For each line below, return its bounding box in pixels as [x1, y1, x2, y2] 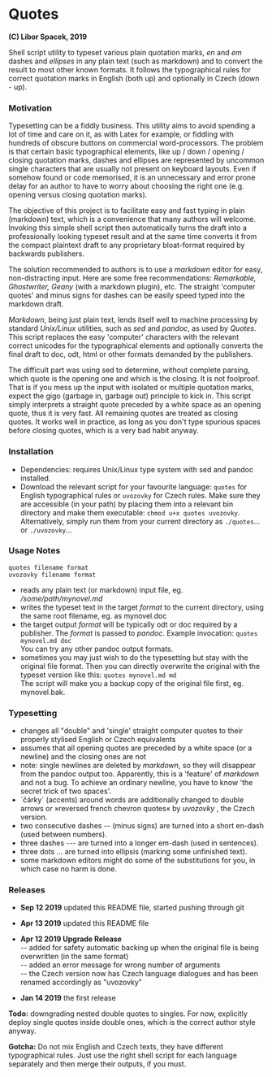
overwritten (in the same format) [19, 952, 129, 962]
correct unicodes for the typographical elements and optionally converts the [8, 341, 264, 350]
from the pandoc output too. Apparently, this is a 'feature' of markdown [19, 769, 260, 779]
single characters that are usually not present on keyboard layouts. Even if [8, 164, 257, 174]
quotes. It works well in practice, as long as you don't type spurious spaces [8, 417, 261, 427]
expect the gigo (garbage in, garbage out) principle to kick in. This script [8, 391, 252, 401]
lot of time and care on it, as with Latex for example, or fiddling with [8, 129, 234, 139]
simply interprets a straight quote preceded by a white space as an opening [8, 400, 261, 410]
